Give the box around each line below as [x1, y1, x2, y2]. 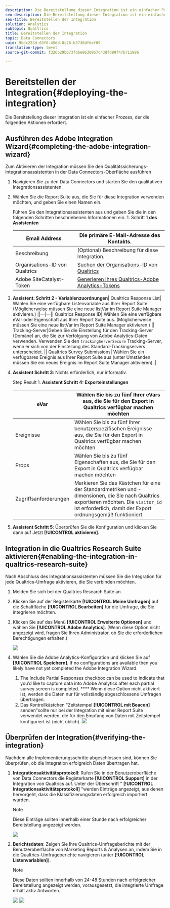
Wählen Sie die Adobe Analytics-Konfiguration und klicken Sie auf [12, 654, 150, 661]
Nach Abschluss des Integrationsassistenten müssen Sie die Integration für [5, 573, 162, 580]
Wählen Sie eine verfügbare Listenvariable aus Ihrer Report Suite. [12, 301, 149, 307]
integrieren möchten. [12, 609, 57, 615]
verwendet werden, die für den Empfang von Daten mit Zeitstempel [20, 713, 160, 719]
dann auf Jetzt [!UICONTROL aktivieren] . [12, 529, 100, 535]
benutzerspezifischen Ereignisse [74, 425, 152, 432]
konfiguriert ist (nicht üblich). [20, 719, 81, 725]
